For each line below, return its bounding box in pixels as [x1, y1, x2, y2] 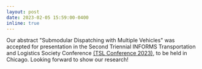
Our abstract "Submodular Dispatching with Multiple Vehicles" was [6, 37, 176, 44]
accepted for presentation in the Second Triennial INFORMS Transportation [6, 43, 196, 50]
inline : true [6, 20, 40, 26]
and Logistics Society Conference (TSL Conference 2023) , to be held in [6, 50, 188, 57]
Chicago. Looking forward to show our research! [6, 56, 129, 64]
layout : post [6, 8, 40, 15]
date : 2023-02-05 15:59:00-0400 [6, 15, 89, 21]
